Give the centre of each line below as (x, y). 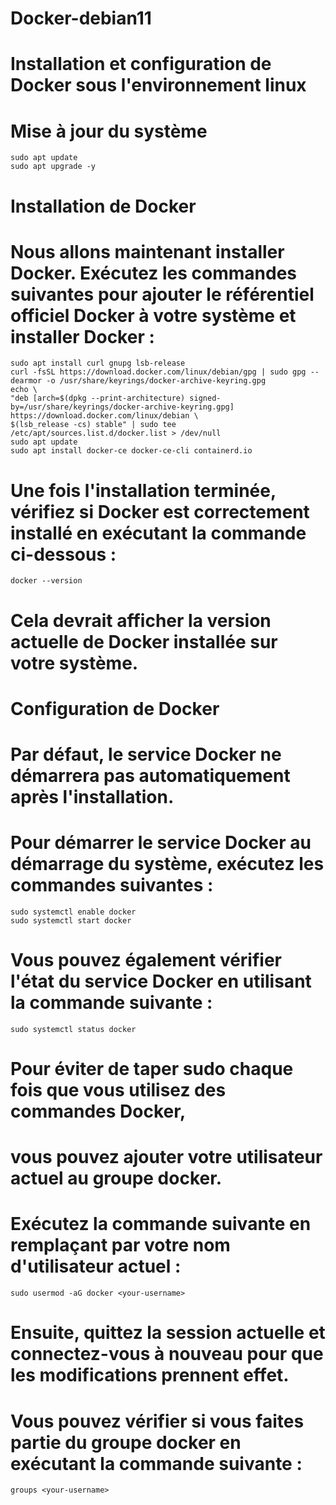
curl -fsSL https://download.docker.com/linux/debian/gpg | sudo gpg (158, 372)
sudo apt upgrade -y (53, 167)
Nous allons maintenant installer (147, 251)
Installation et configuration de (141, 64)
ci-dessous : (63, 554)
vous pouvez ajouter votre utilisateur (166, 1157)
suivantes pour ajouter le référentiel (162, 294)
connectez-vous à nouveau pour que (167, 1354)
